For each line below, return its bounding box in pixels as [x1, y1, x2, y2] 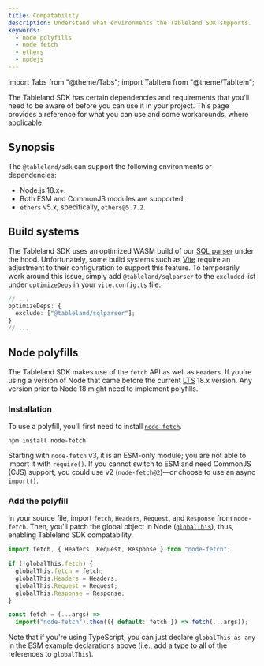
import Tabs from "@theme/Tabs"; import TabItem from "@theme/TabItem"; [8, 77, 255, 87]
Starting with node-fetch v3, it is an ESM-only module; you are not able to [8, 450, 247, 460]
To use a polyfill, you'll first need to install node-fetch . [8, 421, 183, 431]
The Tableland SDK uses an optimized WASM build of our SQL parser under [8, 246, 255, 255]
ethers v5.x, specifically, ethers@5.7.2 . [19, 202, 146, 212]
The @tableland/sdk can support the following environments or [8, 161, 213, 171]
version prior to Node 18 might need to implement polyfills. [8, 384, 199, 393]
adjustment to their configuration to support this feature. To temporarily [8, 262, 240, 273]
